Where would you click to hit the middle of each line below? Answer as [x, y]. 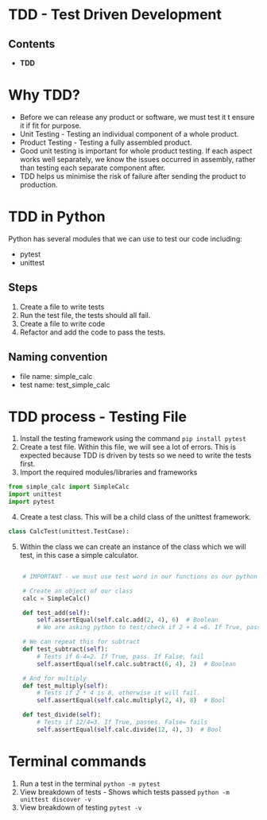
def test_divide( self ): [62, 715]
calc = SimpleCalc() [56, 598]
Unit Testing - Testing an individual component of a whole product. [129, 133]
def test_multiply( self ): [66, 686]
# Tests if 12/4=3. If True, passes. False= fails [122, 722]
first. [27, 464]
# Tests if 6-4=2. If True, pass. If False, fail [120, 656]
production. [39, 184]
